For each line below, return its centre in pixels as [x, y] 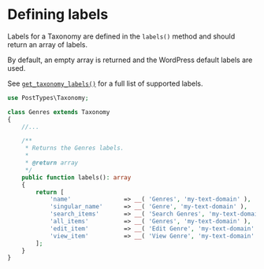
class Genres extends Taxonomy [59, 112]
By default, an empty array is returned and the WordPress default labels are [130, 60]
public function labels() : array [76, 177]
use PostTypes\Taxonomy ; [48, 98]
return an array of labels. [48, 44]
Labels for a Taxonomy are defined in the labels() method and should [121, 36]
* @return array [52, 163]
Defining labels [58, 15]
